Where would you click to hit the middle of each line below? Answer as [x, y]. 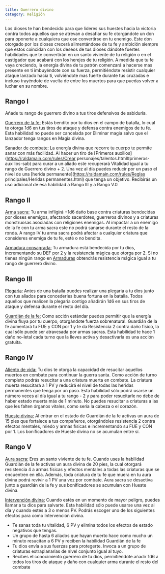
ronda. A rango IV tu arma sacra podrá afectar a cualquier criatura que [76, 233]
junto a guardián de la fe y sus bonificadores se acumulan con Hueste [76, 485]
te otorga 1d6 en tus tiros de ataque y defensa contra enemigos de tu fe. [78, 128]
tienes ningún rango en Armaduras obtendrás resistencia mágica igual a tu [81, 258]
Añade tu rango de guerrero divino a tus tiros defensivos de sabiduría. [76, 113]
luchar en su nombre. [27, 86]
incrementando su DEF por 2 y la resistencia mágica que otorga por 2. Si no [82, 253]
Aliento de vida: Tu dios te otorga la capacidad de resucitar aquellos [74, 370]
